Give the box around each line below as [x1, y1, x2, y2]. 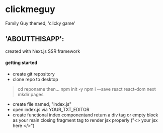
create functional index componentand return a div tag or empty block [12, 112, 158, 118]
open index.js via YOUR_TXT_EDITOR [12, 106, 90, 112]
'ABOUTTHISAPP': [5, 35, 64, 43]
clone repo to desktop [12, 76, 59, 82]
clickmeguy [5, 4, 55, 15]
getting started [5, 59, 38, 66]
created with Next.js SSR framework [5, 48, 80, 54]
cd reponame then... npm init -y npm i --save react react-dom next [17, 86, 156, 92]
